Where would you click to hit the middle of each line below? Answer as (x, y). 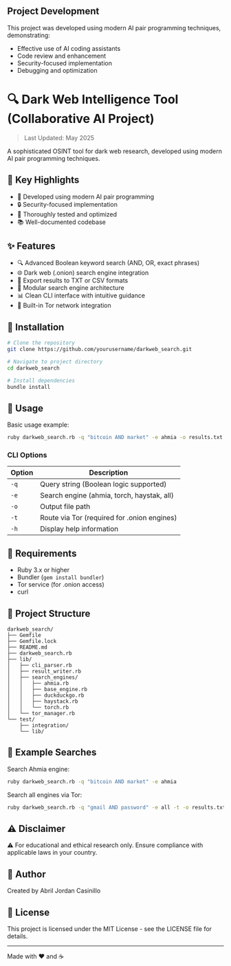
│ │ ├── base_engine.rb (47, 690)
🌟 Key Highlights (43, 180)
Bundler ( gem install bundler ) (60, 577)
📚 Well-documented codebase (62, 222)
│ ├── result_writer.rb (44, 672)
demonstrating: (29, 35)
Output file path (65, 506)
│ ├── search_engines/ (43, 677)
